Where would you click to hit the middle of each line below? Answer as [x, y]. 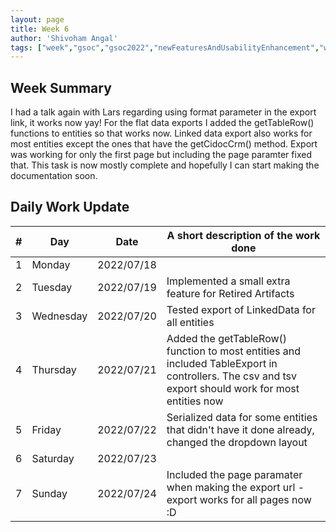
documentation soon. [54, 176]
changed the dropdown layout [237, 442]
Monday [51, 264]
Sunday [49, 493]
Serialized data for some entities [242, 417]
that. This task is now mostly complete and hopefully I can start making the [165, 165]
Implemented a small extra [228, 281]
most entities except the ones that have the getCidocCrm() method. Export [164, 144]
